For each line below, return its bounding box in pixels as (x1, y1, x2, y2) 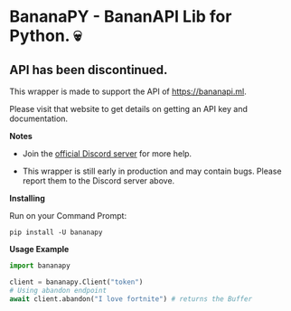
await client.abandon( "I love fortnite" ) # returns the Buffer (9, 294, 253, 304)
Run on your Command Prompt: (9, 211, 127, 221)
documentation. (9, 113, 69, 124)
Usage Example (9, 244, 70, 254)
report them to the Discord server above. (22, 175, 175, 186)
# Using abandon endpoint (9, 286, 107, 295)
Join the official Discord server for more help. (22, 148, 192, 159)
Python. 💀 (9, 25, 82, 46)
